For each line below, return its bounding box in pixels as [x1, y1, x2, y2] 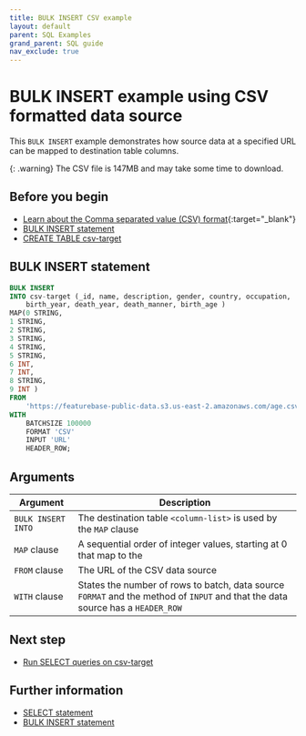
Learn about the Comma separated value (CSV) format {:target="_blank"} [22, 213, 297, 224]
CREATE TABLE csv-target [22, 233, 122, 244]
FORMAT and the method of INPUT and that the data [77, 590, 289, 602]
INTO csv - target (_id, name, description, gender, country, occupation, [9, 292, 291, 301]
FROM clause [14, 564, 64, 576]
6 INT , [9, 359, 35, 368]
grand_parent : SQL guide [9, 38, 104, 48]
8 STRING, [9, 377, 47, 386]
